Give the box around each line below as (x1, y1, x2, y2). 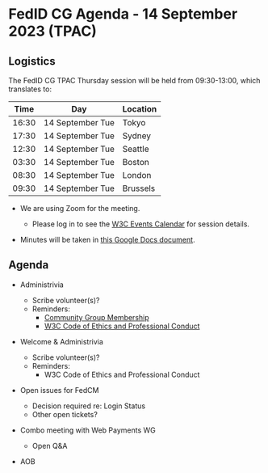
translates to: (8, 84, 52, 94)
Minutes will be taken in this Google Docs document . (19, 235, 195, 244)
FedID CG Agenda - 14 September (8, 5, 238, 23)
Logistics (8, 54, 56, 68)
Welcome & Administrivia (19, 336, 103, 346)
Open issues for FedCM (19, 385, 99, 395)
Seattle (122, 143, 149, 154)
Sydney (122, 130, 152, 141)
